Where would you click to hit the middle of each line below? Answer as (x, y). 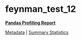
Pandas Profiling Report (30, 23)
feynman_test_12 (41, 9)
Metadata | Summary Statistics (37, 32)
